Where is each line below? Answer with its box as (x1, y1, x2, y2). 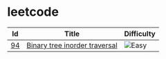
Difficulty (124, 29, 156, 38)
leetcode (7, 4, 59, 20)
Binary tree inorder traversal (26, 40, 118, 50)
